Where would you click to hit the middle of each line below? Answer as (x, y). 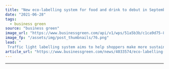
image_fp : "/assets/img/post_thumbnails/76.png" (57, 38)
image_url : (17, 33)
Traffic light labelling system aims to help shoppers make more (77, 47)
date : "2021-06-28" (26, 14)
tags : (11, 19)
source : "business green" (32, 28)
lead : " (13, 42)
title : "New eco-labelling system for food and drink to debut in (76, 10)
